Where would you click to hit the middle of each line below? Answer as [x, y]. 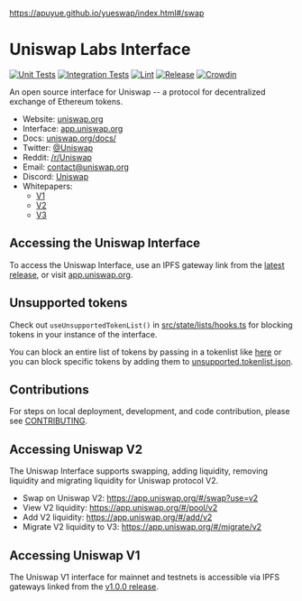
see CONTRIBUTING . [49, 421]
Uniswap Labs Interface [100, 50]
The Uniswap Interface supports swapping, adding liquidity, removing [139, 471]
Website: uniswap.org [63, 119]
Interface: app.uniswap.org [73, 128]
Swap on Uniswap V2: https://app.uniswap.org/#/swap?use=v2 [140, 498]
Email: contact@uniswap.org [75, 167]
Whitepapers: [47, 186]
